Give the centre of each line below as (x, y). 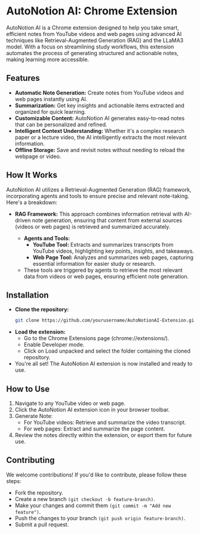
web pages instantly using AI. (51, 99)
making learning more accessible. (48, 59)
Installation (27, 295)
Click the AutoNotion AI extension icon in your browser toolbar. (92, 410)
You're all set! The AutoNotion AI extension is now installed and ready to (104, 364)
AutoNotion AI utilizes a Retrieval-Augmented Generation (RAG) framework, (99, 189)
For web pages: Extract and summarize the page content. (94, 429)
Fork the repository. (39, 493)
